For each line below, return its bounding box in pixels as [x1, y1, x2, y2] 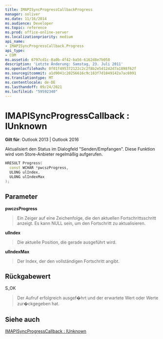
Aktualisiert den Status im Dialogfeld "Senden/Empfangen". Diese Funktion [5, 146, 155, 152]
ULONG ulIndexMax [9, 174, 45, 179]
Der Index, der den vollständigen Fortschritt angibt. [17, 258, 120, 264]
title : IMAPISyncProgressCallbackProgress [5, 7, 93, 12]
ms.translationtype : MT [5, 75, 54, 80]
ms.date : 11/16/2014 [5, 16, 47, 21]
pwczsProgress [5, 205, 38, 211]
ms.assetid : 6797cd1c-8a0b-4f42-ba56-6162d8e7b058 [5, 57, 110, 62]
